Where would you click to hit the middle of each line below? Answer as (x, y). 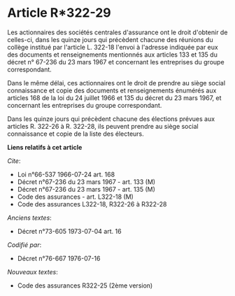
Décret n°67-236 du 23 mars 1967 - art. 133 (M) (86, 182)
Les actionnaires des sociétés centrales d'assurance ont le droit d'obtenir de (117, 32)
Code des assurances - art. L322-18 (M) (76, 197)
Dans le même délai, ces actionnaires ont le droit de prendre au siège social (116, 83)
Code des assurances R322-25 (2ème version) (85, 286)
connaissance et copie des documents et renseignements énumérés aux (112, 90)
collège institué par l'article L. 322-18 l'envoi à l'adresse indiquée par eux (113, 47)
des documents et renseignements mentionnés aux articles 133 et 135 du (113, 55)
